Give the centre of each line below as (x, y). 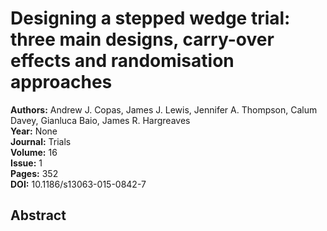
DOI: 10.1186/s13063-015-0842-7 (78, 184)
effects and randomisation (122, 61)
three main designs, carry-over (142, 39)
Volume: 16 (34, 152)
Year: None (34, 131)
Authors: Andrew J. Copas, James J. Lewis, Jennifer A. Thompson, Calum (164, 109)
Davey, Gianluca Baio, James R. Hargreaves (100, 120)
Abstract (38, 215)
